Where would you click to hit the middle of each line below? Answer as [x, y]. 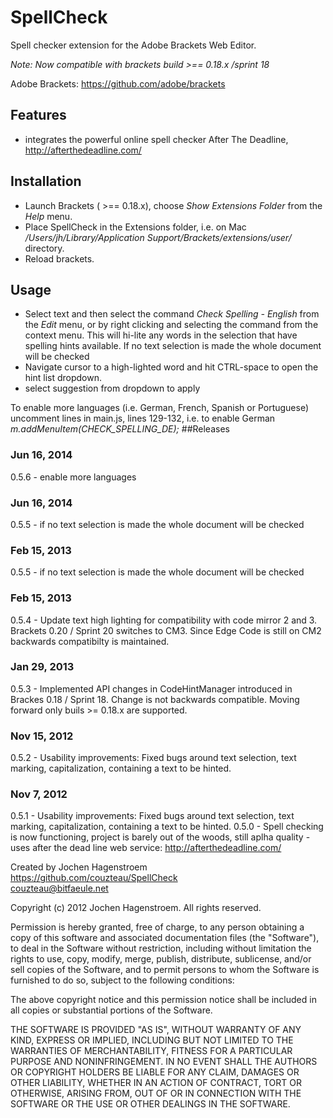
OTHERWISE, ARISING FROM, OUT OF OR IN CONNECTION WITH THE [156, 1093]
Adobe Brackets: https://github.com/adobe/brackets [118, 83]
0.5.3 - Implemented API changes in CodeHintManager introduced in [151, 688]
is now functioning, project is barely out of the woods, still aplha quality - [160, 837]
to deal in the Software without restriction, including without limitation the [161, 948]
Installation [46, 181]
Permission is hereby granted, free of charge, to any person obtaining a [157, 927]
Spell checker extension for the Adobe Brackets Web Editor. [133, 45]
